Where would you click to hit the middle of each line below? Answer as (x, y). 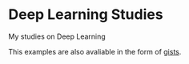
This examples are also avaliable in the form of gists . (95, 51)
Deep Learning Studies (86, 15)
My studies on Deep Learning (57, 36)
